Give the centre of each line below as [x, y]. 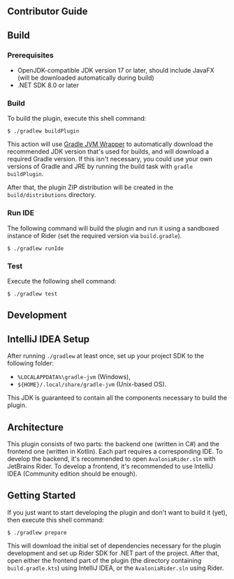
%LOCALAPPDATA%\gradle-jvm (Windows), [74, 377]
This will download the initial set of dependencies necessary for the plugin [114, 545]
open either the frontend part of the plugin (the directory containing [104, 560]
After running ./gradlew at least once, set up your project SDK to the [106, 356]
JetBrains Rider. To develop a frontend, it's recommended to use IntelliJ [110, 466]
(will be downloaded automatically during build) [86, 78]
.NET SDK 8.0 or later [48, 85]
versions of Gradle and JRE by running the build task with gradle [100, 166]
